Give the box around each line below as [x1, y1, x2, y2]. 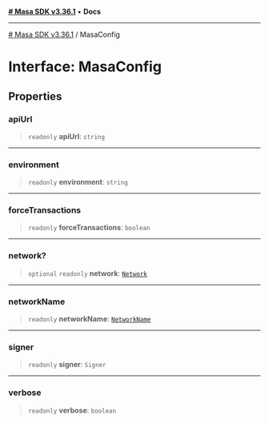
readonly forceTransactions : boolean [27, 223, 151, 233]
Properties [8, 90, 62, 103]
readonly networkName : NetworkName [27, 314, 151, 324]
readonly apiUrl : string [27, 131, 106, 141]
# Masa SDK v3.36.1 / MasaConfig [8, 30, 120, 39]
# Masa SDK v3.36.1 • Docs [8, 7, 102, 16]
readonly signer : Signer [27, 360, 106, 369]
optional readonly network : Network [27, 268, 148, 278]
